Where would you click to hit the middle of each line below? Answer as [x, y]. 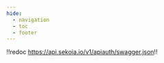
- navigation [31, 20]
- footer [25, 33]
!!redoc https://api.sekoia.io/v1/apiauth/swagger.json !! [82, 52]
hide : [14, 13]
